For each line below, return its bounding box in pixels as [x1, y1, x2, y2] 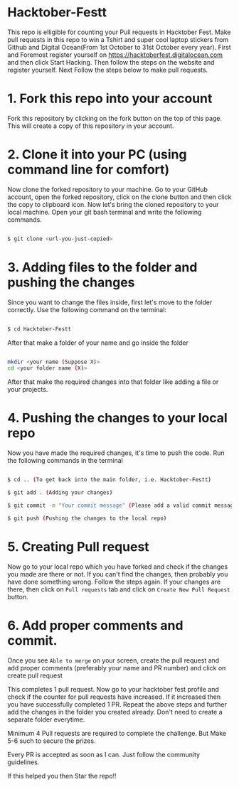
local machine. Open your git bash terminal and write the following [7, 208, 202, 216]
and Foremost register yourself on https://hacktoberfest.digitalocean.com [7, 50, 223, 59]
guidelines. [7, 758, 40, 766]
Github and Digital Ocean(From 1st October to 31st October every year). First [7, 43, 231, 51]
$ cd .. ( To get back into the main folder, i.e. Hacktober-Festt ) [7, 476, 212, 483]
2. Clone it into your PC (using [7, 146, 187, 163]
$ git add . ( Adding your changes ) [7, 489, 113, 496]
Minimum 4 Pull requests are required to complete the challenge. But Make [7, 729, 227, 737]
